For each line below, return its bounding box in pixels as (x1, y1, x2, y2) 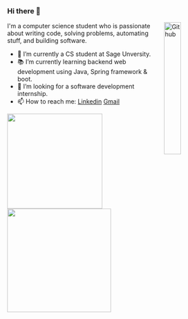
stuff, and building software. (7, 37, 88, 45)
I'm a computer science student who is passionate (7, 22, 151, 30)
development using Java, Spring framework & (17, 68, 148, 76)
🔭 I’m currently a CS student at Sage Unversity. (17, 50, 151, 58)
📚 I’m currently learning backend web (17, 58, 126, 66)
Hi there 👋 (7, 6, 41, 16)
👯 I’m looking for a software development (17, 82, 135, 90)
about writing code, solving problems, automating (7, 29, 149, 37)
